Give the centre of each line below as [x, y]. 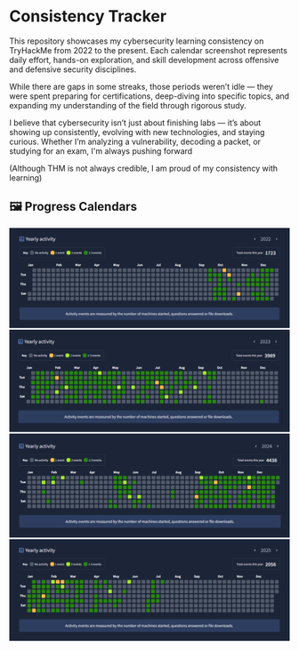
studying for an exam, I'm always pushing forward [101, 151]
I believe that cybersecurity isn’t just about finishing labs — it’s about [135, 123]
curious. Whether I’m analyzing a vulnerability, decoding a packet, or [135, 141]
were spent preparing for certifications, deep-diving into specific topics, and [149, 96]
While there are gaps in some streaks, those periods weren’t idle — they [141, 86]
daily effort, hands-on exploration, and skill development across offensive [144, 60]
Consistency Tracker [88, 16]
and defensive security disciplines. [73, 69]
